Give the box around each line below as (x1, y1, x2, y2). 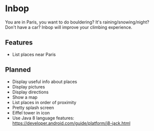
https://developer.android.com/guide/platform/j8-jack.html (12, 120, 131, 126)
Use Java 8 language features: (12, 115, 75, 121)
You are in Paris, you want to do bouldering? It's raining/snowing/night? (5, 19, 150, 25)
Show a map (12, 94, 38, 100)
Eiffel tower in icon (12, 109, 50, 115)
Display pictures (12, 84, 45, 89)
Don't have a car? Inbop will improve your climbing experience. (5, 24, 132, 30)
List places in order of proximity (12, 99, 77, 105)
